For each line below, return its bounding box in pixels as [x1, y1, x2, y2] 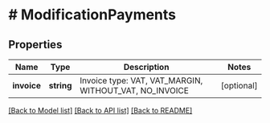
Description [123, 62, 170, 72]
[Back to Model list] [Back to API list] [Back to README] [8, 106, 193, 115]
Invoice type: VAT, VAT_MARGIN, [80, 75, 203, 86]
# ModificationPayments [8, 6, 177, 24]
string [48, 80, 72, 91]
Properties [8, 38, 63, 51]
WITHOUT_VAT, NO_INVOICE [80, 85, 189, 96]
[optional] [220, 80, 258, 91]
